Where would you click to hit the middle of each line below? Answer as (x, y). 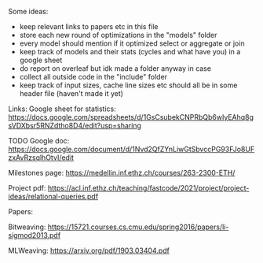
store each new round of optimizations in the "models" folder (118, 35)
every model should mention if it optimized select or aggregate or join (132, 43)
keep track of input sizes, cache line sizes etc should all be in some (128, 85)
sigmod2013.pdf (35, 235)
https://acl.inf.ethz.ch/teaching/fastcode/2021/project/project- (148, 188)
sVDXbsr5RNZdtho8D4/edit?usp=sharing (75, 126)
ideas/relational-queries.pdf (53, 196)
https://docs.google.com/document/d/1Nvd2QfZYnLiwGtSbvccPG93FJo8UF (131, 149)
